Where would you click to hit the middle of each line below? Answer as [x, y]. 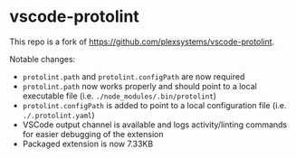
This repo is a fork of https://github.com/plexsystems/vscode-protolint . [142, 42]
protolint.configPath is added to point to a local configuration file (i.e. [154, 105]
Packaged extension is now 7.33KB [88, 144]
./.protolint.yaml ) [58, 115]
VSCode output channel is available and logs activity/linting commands [155, 125]
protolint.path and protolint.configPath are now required [134, 76]
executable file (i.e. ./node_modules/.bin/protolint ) [119, 96]
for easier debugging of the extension [93, 134]
